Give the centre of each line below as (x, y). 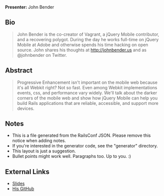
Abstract (19, 71)
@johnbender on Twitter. (42, 55)
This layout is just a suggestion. (44, 151)
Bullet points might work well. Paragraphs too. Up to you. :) (71, 156)
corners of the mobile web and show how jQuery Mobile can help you (87, 98)
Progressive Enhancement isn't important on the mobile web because (87, 82)
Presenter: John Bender (30, 7)
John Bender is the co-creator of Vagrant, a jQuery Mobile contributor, (88, 34)
